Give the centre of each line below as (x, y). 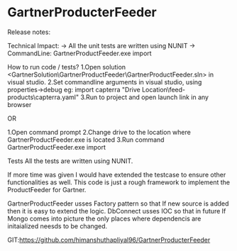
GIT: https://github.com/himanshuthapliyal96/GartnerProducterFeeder (109, 240)
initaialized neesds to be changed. (57, 226)
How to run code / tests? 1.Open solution (67, 67)
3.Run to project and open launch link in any (145, 97)
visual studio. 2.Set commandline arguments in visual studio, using (105, 82)
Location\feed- (164, 89)
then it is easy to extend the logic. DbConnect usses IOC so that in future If (117, 211)
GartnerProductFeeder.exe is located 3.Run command (86, 140)
